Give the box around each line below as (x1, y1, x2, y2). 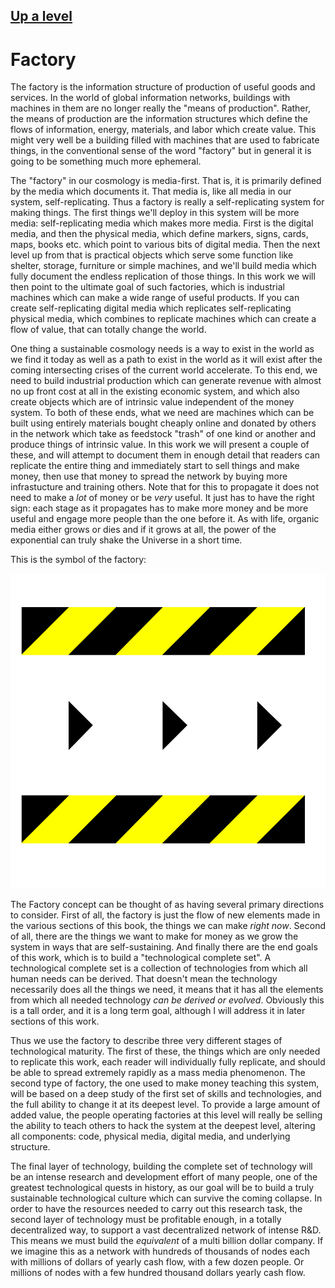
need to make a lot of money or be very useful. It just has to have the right (10, 492, 315, 504)
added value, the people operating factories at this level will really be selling (10, 1109, 323, 1121)
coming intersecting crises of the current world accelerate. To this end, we (10, 364, 318, 376)
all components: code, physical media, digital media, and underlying (10, 1130, 291, 1143)
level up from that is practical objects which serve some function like (10, 249, 294, 261)
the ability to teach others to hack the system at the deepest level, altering (10, 1120, 316, 1132)
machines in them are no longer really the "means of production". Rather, (10, 102, 311, 114)
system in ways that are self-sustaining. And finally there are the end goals (10, 941, 318, 953)
